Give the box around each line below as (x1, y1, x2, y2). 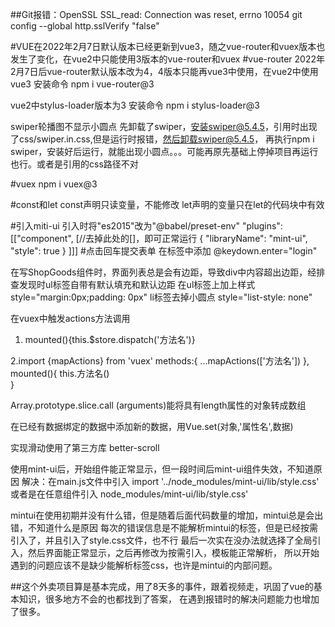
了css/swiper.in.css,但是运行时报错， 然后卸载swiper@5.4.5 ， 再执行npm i (10, 133, 315, 145)
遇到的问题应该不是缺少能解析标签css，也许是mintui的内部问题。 (10, 559, 278, 571)
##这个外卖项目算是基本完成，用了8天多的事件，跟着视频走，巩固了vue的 (10, 581, 314, 592)
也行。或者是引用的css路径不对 (10, 158, 139, 170)
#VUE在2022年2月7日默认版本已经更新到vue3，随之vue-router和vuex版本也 (10, 41, 326, 52)
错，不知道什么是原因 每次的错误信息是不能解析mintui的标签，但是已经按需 (10, 522, 319, 533)
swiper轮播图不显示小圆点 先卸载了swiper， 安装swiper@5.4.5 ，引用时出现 (10, 121, 318, 132)
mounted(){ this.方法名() (10, 368, 110, 379)
